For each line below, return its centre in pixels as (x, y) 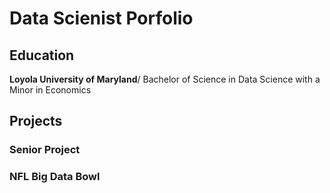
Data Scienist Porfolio (101, 18)
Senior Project (45, 150)
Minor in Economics (50, 90)
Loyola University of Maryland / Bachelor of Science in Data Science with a (165, 79)
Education (42, 55)
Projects (36, 121)
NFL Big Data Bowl (55, 177)
